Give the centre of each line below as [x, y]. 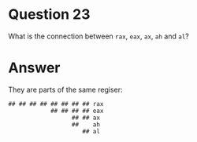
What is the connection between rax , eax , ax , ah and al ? [98, 36]
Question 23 [49, 15]
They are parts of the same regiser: [65, 89]
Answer [34, 68]
